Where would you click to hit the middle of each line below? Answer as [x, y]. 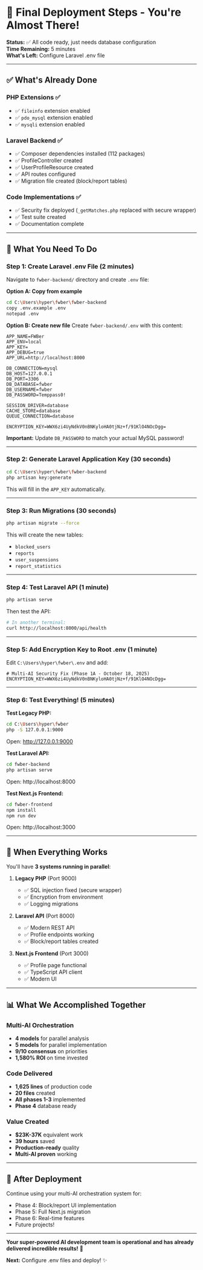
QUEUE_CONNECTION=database [40, 416]
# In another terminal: [36, 622]
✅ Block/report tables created [61, 941]
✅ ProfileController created [49, 160]
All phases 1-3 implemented [50, 1099]
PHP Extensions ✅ [34, 98]
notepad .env [23, 314]
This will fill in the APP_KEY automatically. [56, 489]
